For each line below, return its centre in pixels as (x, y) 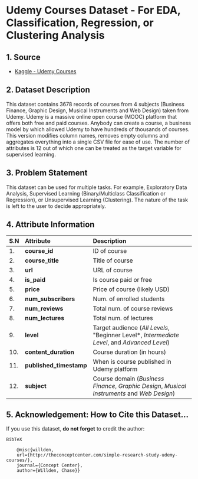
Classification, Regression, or (80, 23)
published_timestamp (56, 366)
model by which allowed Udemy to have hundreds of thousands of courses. (98, 129)
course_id (39, 251)
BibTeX (14, 440)
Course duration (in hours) (130, 352)
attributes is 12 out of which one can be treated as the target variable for (94, 148)
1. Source (24, 57)
